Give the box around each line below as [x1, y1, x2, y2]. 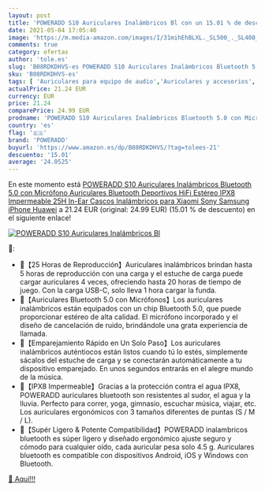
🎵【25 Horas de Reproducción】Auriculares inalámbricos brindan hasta [19, 260, 252, 270]
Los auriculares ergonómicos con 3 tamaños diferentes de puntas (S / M [19, 407, 256, 417]
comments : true [8, 41, 58, 49]
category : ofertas [8, 48, 69, 56]
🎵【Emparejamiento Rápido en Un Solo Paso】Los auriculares [19, 338, 221, 348]
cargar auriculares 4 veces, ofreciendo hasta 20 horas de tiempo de [19, 277, 242, 287]
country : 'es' [8, 121, 55, 129]
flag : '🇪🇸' [8, 128, 47, 136]
